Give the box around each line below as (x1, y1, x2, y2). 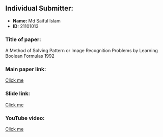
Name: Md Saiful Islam (12, 17, 61, 24)
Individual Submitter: (5, 4, 74, 13)
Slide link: (5, 90, 31, 97)
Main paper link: (5, 66, 46, 73)
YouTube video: (5, 115, 45, 122)
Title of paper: (5, 36, 42, 43)
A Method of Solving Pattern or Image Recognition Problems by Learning (5, 48, 158, 54)
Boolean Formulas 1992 (5, 53, 55, 59)
